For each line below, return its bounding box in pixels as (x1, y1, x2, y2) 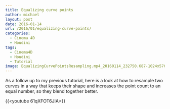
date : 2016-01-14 (5, 21, 42, 27)
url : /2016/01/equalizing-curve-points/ (5, 26, 92, 31)
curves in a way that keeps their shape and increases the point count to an (5, 83, 161, 89)
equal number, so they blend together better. (5, 88, 99, 94)
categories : (5, 31, 30, 36)
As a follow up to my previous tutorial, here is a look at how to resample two (5, 78, 163, 84)
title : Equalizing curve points (5, 7, 73, 13)
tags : (5, 45, 17, 50)
